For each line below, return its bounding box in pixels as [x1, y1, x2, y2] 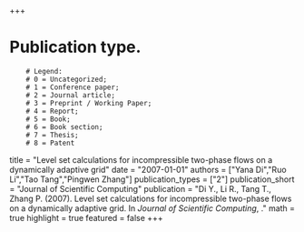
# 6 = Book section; [25, 122, 103, 132]
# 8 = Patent [25, 138, 75, 147]
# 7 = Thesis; [25, 130, 79, 139]
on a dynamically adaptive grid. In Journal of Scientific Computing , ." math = [9, 202, 296, 214]
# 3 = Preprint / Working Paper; [25, 98, 152, 107]
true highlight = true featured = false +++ [9, 212, 163, 223]
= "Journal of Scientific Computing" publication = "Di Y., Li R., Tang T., [9, 183, 272, 194]
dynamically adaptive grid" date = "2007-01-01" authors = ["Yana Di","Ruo [9, 164, 288, 175]
